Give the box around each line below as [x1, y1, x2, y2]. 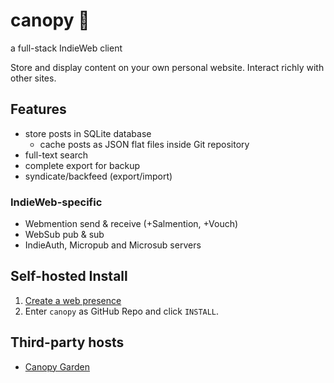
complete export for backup [24, 159, 141, 171]
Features [10, 101, 67, 118]
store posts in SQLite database [24, 127, 152, 139]
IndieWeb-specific [10, 195, 103, 209]
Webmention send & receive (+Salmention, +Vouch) [24, 218, 239, 230]
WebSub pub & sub [24, 229, 105, 241]
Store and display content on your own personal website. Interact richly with [10, 61, 325, 73]
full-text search [24, 149, 89, 161]
